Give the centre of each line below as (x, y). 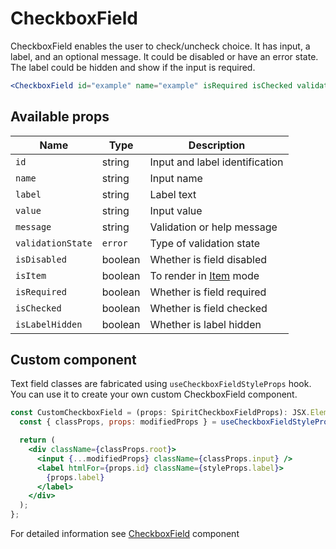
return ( (37, 440)
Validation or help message (213, 227)
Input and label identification (216, 162)
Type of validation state (205, 243)
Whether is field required (208, 292)
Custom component (73, 360)
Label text (173, 194)
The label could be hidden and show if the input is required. (133, 67)
